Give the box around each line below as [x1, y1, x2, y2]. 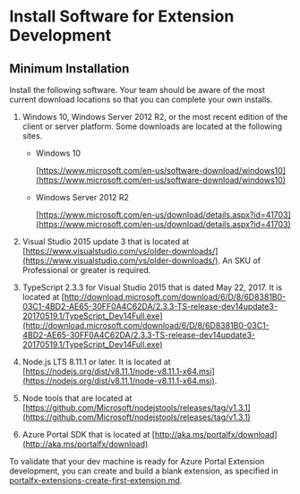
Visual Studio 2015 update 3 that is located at [21, 236, 190, 247]
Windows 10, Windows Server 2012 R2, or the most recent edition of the [21, 112, 288, 122]
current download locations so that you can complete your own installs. [9, 94, 273, 105]
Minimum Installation [9, 61, 130, 76]
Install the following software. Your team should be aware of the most [9, 85, 266, 95]
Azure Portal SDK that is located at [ [21, 430, 155, 439]
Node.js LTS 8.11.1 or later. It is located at [21, 356, 172, 367]
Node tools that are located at [21, 393, 133, 404]
